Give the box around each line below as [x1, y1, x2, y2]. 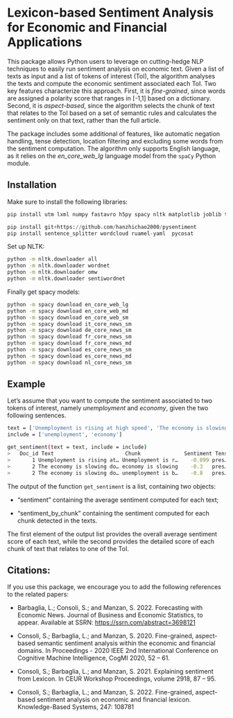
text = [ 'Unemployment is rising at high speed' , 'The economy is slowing [7, 425, 228, 432]
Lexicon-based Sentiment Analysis [7, 5, 214, 21]
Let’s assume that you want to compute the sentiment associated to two [7, 396, 213, 405]
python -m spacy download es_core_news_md [7, 352, 132, 360]
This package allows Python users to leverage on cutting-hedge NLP [7, 57, 204, 65]
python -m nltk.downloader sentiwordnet [7, 275, 126, 282]
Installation [7, 179, 57, 191]
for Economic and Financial [7, 19, 168, 35]
